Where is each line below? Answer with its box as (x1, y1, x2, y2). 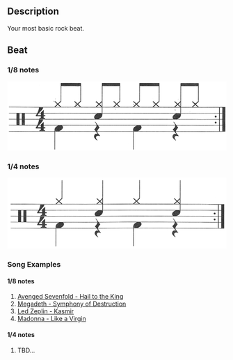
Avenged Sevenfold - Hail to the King (17, 292, 124, 301)
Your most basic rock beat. (7, 24, 85, 32)
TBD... (17, 346, 35, 354)
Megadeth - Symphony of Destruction (17, 299, 127, 308)
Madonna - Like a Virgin (17, 315, 86, 323)
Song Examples (7, 260, 61, 269)
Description (7, 6, 59, 17)
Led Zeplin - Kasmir (17, 307, 74, 315)
